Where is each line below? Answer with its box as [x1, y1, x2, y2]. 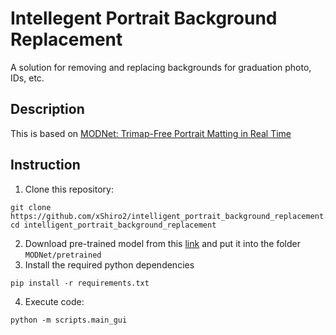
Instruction [10, 157, 81, 174]
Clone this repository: [24, 183, 114, 195]
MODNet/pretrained [24, 250, 102, 260]
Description [10, 101, 85, 118]
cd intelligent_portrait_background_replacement [10, 220, 217, 230]
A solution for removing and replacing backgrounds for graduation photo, [10, 61, 312, 73]
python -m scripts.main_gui [10, 315, 128, 325]
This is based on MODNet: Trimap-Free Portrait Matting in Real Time [10, 127, 292, 139]
